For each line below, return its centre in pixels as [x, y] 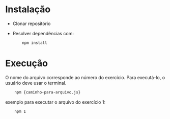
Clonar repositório [32, 23]
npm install [35, 43]
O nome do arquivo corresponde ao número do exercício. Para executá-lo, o [85, 77]
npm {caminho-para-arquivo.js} [48, 92]
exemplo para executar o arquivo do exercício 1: [55, 102]
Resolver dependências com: [43, 33]
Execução [27, 63]
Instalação [28, 9]
